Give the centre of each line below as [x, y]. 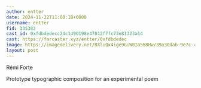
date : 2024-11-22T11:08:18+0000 [46, 17]
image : [14, 45]
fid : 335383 [21, 28]
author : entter [25, 12]
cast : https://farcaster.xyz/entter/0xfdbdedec [67, 39]
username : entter [28, 23]
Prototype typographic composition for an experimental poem [82, 78]
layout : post [22, 51]
